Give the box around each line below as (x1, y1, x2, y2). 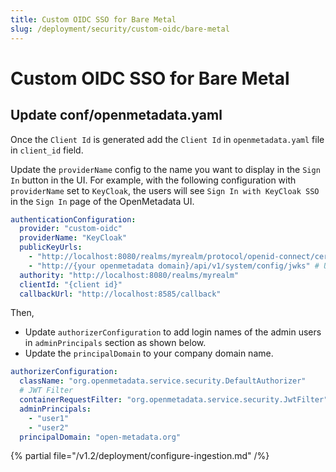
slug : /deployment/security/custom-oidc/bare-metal (10, 24, 230, 34)
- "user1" (28, 413, 70, 423)
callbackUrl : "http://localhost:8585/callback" (19, 289, 222, 299)
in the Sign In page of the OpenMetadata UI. (10, 195, 195, 207)
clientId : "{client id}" (19, 279, 123, 290)
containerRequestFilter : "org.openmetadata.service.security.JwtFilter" (19, 395, 329, 405)
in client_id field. (10, 144, 84, 156)
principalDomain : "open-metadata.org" (19, 432, 182, 442)
